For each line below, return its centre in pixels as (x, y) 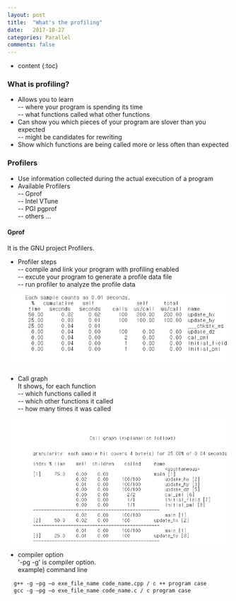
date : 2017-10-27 (36, 30)
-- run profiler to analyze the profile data (76, 284)
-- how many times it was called (64, 409)
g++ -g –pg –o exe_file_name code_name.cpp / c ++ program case (110, 584)
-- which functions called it (57, 394)
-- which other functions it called (65, 401)
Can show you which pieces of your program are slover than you (112, 122)
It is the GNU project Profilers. (51, 248)
